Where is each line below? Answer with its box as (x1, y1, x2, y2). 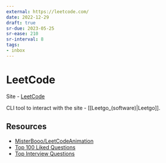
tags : (6, 42, 20, 48)
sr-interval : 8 (6, 36, 44, 42)
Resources (6, 121, 47, 131)
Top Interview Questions (14, 150, 75, 157)
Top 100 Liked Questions (14, 143, 76, 151)
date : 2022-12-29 (6, 14, 49, 20)
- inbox (6, 48, 26, 54)
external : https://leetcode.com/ (6, 8, 89, 15)
